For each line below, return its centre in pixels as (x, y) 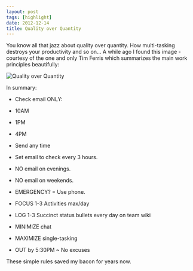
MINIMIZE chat (33, 227)
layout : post (22, 12)
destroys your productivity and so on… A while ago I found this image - (94, 52)
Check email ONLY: (39, 99)
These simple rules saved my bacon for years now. (69, 261)
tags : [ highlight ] (29, 17)
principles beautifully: (33, 65)
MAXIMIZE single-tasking (46, 238)
